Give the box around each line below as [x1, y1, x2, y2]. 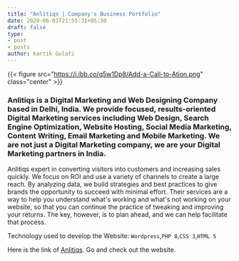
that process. [7, 218, 46, 227]
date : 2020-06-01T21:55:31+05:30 [7, 17, 107, 24]
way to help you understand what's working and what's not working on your [7, 195, 231, 204]
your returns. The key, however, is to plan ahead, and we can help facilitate [7, 210, 228, 219]
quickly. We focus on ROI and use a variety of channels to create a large [7, 173, 220, 181]
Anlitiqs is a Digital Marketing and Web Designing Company [7, 95, 218, 105]
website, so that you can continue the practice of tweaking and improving [7, 203, 224, 211]
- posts [7, 43, 31, 51]
